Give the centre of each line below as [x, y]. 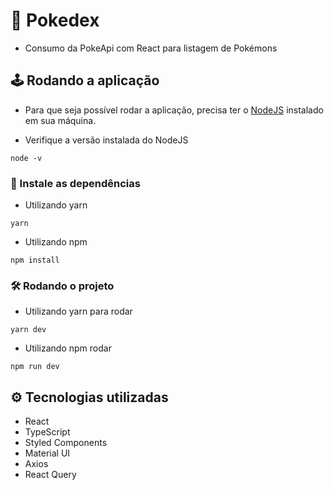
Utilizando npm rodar [68, 348]
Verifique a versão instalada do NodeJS [106, 140]
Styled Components [66, 443]
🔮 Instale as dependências [75, 183]
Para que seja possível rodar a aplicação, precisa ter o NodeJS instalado [174, 110]
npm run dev [35, 367]
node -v [26, 158]
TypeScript [47, 432]
